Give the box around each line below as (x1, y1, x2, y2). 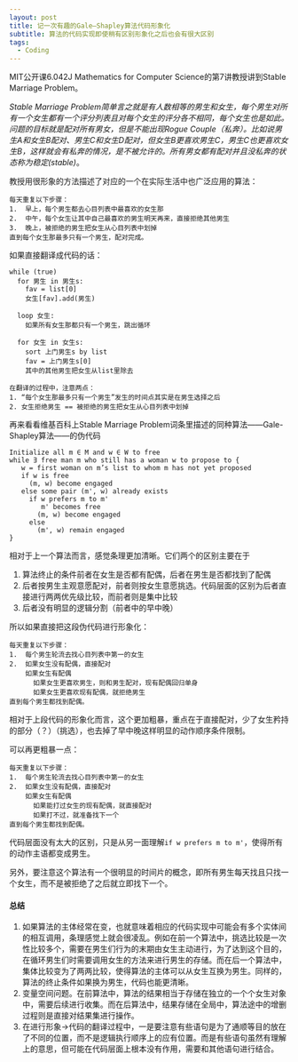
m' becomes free (41, 503, 101, 512)
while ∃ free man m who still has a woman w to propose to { (9, 456, 240, 465)
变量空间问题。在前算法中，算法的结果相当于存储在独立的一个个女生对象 (21, 988, 286, 999)
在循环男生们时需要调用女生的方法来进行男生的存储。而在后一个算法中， (21, 954, 286, 965)
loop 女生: (17, 312, 55, 321)
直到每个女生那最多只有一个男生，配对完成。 (9, 233, 148, 243)
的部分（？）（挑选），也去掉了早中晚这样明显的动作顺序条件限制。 (9, 725, 250, 736)
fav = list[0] (25, 285, 77, 294)
